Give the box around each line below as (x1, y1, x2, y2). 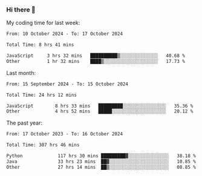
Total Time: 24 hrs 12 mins (6, 92, 77, 98)
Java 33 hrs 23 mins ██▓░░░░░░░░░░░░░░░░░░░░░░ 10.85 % (6, 158, 197, 165)
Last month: (6, 69, 36, 76)
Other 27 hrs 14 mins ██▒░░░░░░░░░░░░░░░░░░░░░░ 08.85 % (6, 164, 197, 170)
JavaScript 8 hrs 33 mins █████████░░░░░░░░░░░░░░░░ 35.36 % (6, 103, 194, 109)
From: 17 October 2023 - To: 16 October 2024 (6, 131, 123, 137)
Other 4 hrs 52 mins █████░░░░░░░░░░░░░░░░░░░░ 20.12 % (6, 108, 194, 114)
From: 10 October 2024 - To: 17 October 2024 (6, 31, 123, 37)
